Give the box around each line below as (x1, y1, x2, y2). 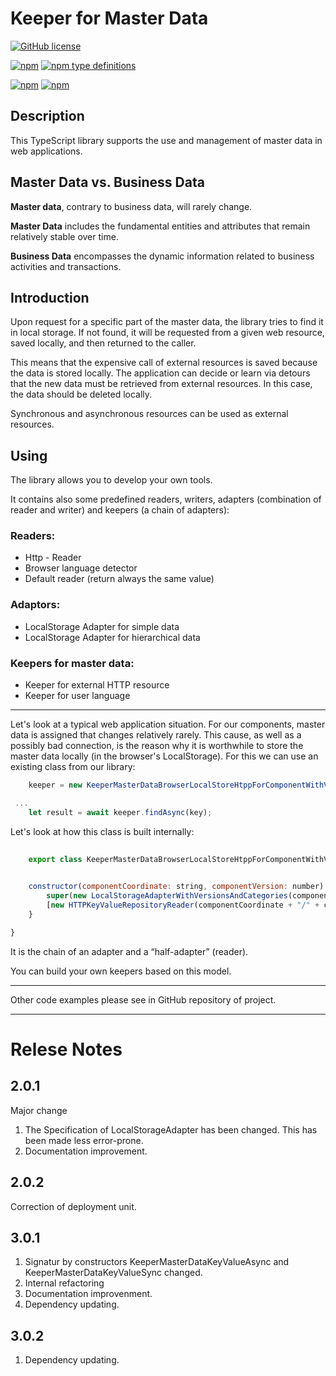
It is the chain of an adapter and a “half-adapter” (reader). (10, 945, 249, 957)
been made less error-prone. (24, 1134, 144, 1146)
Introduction (10, 289, 90, 306)
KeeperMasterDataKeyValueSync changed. (24, 1267, 203, 1279)
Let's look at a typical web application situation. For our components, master (10, 718, 326, 731)
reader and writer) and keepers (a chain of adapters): (10, 504, 230, 516)
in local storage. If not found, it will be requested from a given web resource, (10, 327, 325, 339)
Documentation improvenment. (24, 1288, 153, 1300)
